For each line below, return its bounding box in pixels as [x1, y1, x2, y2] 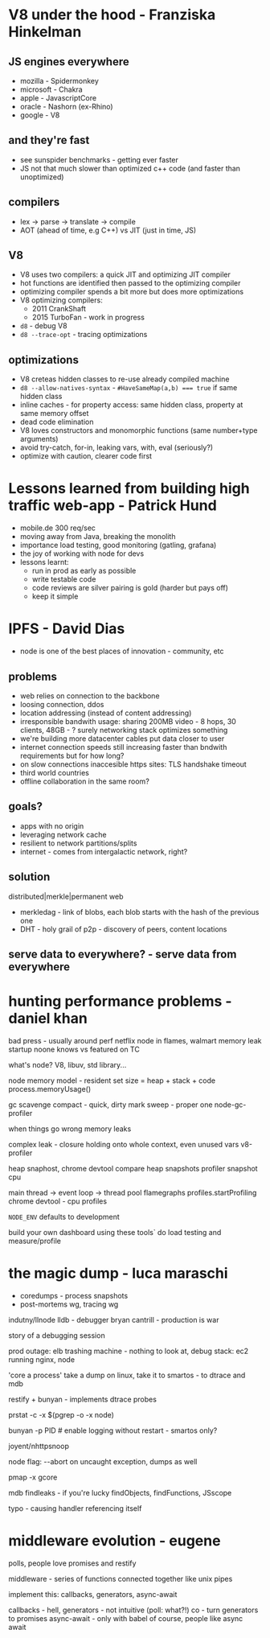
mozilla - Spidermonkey [19, 76, 99, 85]
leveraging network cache [19, 829, 107, 839]
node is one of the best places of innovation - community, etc [19, 646, 224, 656]
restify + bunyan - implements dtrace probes [8, 1394, 157, 1404]
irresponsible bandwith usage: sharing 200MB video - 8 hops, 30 [19, 716, 237, 726]
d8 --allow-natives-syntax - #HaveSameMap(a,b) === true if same [19, 383, 238, 393]
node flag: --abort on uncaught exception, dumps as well [8, 1456, 198, 1466]
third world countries [19, 768, 90, 777]
